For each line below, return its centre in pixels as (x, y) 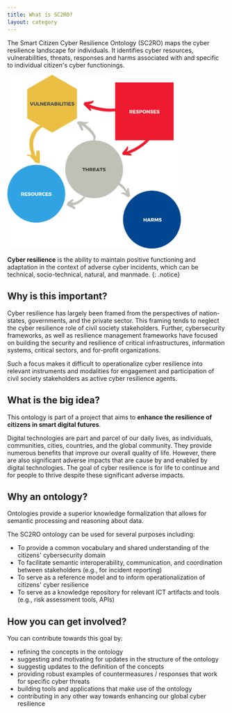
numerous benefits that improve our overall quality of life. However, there (112, 453)
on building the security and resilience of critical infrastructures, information (116, 343)
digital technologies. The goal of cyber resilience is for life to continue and (114, 467)
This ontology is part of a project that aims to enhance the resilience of (110, 417)
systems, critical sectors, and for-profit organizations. (84, 350)
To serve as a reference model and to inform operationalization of (111, 577)
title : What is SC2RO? (40, 15)
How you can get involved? (67, 621)
